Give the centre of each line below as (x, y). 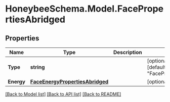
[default (156, 67)
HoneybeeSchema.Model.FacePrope (84, 9)
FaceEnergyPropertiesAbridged (69, 82)
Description (128, 52)
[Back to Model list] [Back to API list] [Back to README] (63, 94)
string (37, 67)
